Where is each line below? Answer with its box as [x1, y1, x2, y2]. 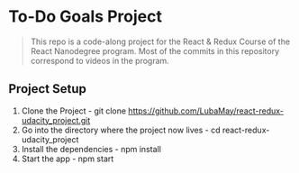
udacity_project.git [21, 114, 91, 125]
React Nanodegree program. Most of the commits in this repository [30, 45, 280, 56]
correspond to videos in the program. [30, 55, 170, 66]
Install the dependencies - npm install [21, 143, 161, 154]
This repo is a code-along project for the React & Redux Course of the [30, 36, 290, 47]
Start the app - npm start [21, 153, 114, 164]
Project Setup [8, 81, 87, 96]
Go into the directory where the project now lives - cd [21, 124, 221, 135]
